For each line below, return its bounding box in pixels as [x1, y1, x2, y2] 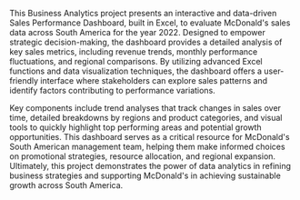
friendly [9, 75, 39, 85]
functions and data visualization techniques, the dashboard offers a [9, 65, 262, 76]
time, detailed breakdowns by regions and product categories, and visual [9, 113, 283, 123]
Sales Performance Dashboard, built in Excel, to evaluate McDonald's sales [9, 17, 291, 28]
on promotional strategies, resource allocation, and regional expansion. [9, 151, 275, 162]
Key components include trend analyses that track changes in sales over [9, 103, 282, 113]
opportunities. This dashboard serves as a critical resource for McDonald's [9, 132, 290, 142]
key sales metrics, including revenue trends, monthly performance [9, 46, 258, 57]
